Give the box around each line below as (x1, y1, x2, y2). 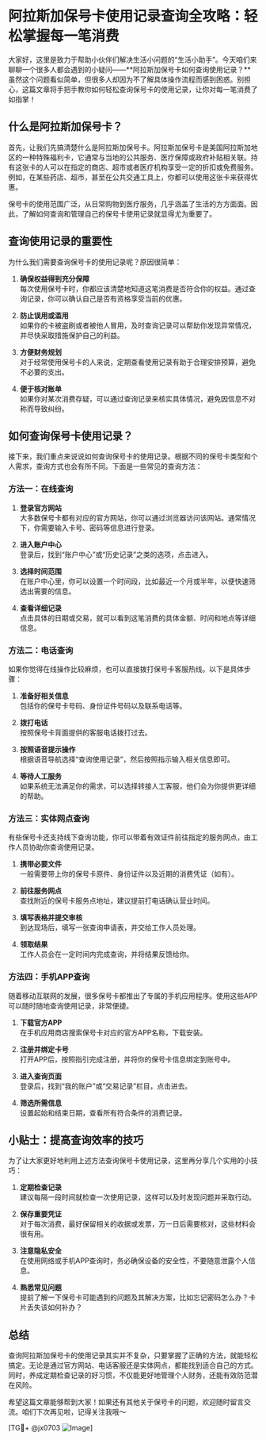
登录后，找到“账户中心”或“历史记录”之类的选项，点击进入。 (19, 549, 213, 559)
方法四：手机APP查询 (8, 971, 90, 982)
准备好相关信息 (19, 691, 69, 701)
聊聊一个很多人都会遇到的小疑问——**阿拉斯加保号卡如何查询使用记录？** (8, 64, 252, 74)
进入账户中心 (19, 540, 62, 549)
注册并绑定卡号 (19, 1044, 69, 1054)
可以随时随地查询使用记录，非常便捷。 (8, 1000, 133, 1010)
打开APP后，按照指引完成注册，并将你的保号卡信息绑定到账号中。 (19, 1054, 235, 1064)
